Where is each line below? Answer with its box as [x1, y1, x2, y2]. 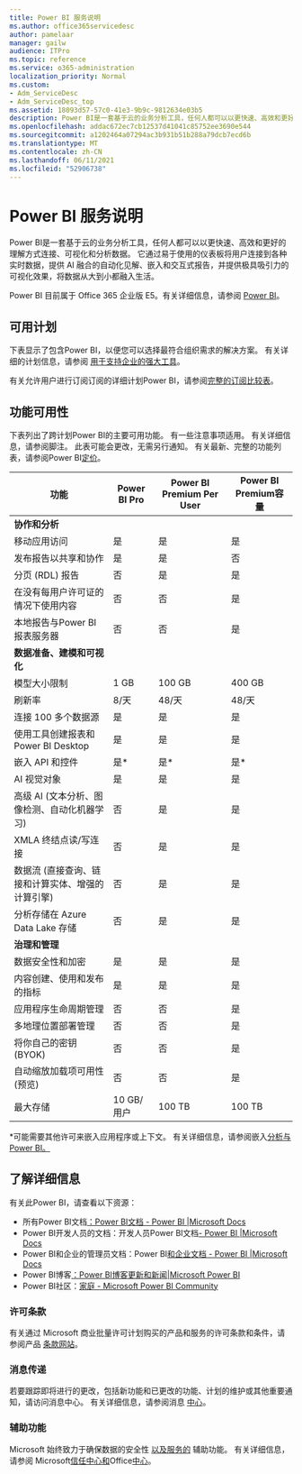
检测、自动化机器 [22, 803, 96, 816]
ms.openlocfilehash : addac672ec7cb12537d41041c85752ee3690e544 [9, 123, 252, 132]
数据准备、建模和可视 [13, 646, 105, 659]
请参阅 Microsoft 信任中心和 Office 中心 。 [9, 1455, 156, 1466]
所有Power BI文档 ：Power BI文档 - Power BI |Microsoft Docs [22, 1216, 246, 1227]
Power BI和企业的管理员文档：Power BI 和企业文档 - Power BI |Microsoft [22, 1248, 288, 1259]
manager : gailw [9, 38, 67, 48]
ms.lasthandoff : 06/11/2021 [9, 155, 115, 165]
